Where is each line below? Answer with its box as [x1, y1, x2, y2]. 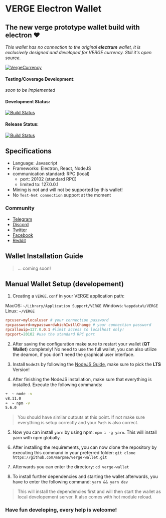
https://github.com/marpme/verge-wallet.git [12, 455, 107, 460]
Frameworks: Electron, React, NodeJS [12, 165, 91, 171]
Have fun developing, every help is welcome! [5, 506, 117, 513]
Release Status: [5, 121, 39, 127]
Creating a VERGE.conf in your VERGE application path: [12, 293, 125, 299]
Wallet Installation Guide [5, 252, 84, 261]
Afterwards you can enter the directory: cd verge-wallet [12, 464, 129, 470]
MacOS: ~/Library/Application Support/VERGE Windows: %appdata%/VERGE [5, 303, 158, 309]
